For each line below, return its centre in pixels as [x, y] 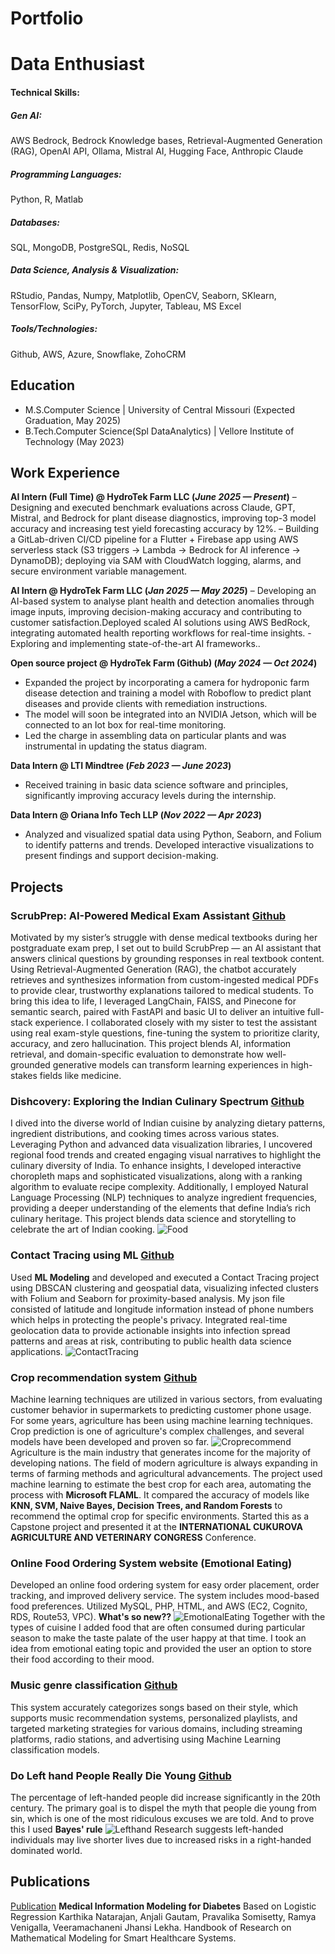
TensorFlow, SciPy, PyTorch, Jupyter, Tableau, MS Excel [126, 306]
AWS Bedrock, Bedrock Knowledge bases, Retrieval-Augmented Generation [166, 140]
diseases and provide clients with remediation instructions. [146, 704]
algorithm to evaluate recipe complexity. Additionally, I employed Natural [159, 1187]
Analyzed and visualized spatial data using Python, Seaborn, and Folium [173, 834]
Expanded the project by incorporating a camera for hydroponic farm [167, 683]
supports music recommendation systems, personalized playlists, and [154, 1718]
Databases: [35, 222]
